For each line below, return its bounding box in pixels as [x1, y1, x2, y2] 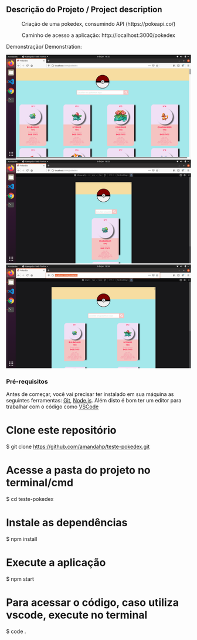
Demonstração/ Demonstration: [6, 43, 82, 50]
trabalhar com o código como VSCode [6, 403, 99, 410]
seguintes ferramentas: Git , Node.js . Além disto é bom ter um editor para [6, 397, 182, 404]
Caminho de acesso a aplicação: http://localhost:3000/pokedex [21, 32, 176, 39]
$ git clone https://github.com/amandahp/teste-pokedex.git [6, 443, 150, 451]
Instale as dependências [6, 516, 128, 530]
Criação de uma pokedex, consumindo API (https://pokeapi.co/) [21, 20, 176, 27]
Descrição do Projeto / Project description [6, 5, 162, 15]
